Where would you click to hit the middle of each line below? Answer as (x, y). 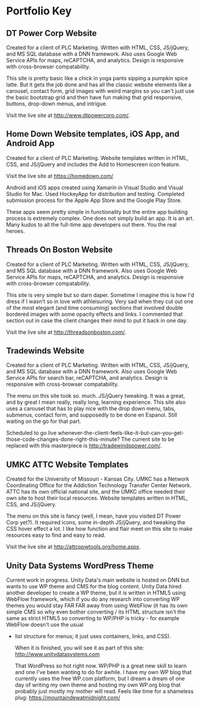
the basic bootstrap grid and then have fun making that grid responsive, (95, 97)
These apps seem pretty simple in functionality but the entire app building (97, 212)
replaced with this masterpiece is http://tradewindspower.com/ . (84, 446)
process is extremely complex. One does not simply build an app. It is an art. (100, 218)
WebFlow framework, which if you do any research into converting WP (93, 599)
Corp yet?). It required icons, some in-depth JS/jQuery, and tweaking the (96, 522)
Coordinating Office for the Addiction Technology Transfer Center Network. (99, 485)
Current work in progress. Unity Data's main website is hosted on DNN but (98, 580)
